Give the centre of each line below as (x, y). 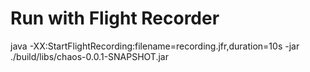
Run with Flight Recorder (115, 18)
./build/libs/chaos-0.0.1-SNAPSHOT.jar (89, 56)
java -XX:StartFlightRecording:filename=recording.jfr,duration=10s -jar (155, 46)
